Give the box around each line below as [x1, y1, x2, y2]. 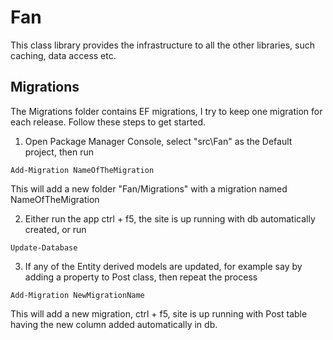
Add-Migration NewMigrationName [10, 290, 145, 300]
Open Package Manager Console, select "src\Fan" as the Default [24, 135, 293, 147]
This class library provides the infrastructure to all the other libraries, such [10, 39, 315, 51]
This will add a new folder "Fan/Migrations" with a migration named [10, 182, 288, 195]
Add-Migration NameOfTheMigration [10, 165, 155, 175]
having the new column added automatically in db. [10, 318, 218, 330]
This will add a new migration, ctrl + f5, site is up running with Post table [10, 307, 308, 320]
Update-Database [10, 242, 78, 253]
